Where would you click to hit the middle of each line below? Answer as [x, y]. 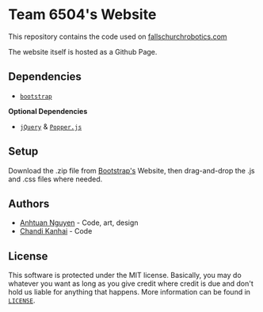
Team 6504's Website [82, 15]
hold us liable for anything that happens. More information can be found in [130, 292]
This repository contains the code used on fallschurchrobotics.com [118, 36]
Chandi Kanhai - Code [56, 231]
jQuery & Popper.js [51, 126]
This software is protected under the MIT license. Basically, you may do [125, 276]
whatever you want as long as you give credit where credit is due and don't [131, 283]
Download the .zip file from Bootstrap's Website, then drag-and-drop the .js [131, 170]
